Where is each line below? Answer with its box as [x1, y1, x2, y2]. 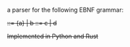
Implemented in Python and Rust [7, 32, 99, 40]
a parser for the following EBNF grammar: [7, 6, 124, 14]
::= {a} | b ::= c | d [7, 19, 57, 27]
